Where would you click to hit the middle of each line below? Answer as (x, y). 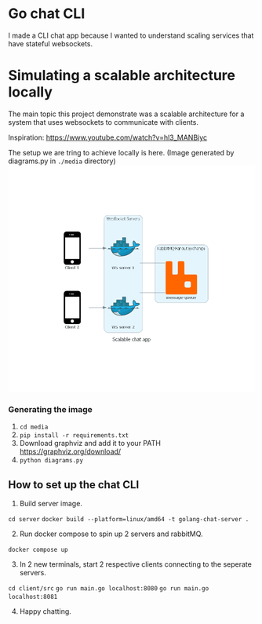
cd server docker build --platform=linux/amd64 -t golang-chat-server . (129, 520)
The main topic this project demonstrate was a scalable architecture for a (126, 114)
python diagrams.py (51, 461)
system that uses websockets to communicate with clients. (103, 122)
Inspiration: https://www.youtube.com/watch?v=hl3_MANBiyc (108, 137)
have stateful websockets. (51, 43)
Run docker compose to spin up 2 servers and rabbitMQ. (111, 534)
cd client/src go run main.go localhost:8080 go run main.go (109, 589)
